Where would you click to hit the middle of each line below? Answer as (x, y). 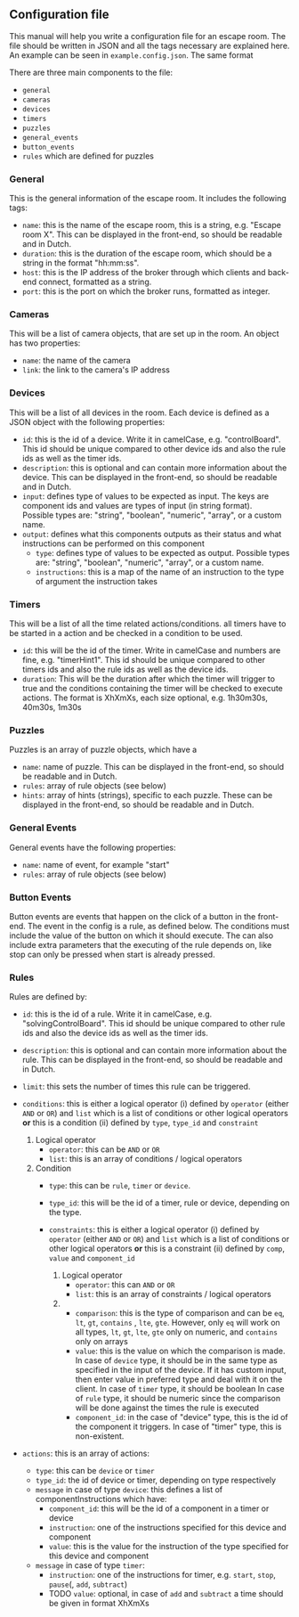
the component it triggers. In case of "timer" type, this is (178, 1427)
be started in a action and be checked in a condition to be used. (126, 633)
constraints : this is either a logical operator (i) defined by (154, 1229)
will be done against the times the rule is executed (167, 1408)
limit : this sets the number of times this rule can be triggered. (136, 1087)
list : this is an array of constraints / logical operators (173, 1294)
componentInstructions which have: (101, 1499)
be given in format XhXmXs (99, 1604)
